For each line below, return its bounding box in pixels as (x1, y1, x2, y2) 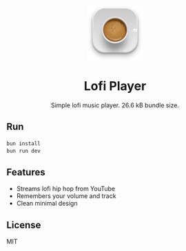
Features (6, 166, 45, 178)
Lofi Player (83, 78, 147, 94)
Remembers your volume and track (16, 192, 116, 200)
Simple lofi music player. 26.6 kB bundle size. (50, 101, 180, 109)
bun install (6, 140, 41, 147)
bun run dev (6, 147, 41, 154)
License (6, 219, 41, 231)
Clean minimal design (16, 199, 78, 208)
